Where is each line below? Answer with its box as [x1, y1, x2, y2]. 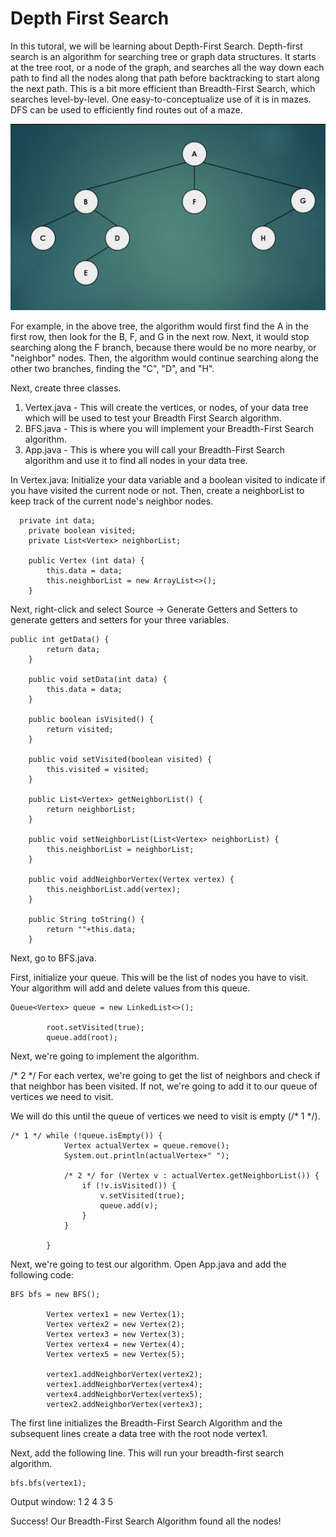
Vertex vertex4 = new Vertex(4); [46, 1340, 186, 1350]
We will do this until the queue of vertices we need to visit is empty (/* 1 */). [10, 1110, 321, 1122]
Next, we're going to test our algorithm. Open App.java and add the [10, 1258, 287, 1271]
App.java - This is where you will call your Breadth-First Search [24, 444, 286, 456]
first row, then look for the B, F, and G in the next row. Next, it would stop [10, 331, 310, 343]
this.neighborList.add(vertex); [46, 885, 182, 895]
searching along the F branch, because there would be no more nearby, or [10, 342, 317, 354]
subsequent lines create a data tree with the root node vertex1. [10, 1428, 268, 1440]
